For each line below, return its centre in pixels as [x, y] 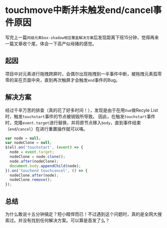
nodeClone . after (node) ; [34, 175]
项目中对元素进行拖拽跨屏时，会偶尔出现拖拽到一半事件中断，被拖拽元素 [79, 74]
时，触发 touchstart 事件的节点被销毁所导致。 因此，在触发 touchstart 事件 [80, 116]
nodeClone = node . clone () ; [38, 157]
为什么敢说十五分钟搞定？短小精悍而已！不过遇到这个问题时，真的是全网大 [81, 214]
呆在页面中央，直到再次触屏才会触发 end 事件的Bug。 [67, 80]
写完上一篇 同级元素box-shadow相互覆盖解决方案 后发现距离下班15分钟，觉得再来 [82, 37]
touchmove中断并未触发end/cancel [79, 10]
